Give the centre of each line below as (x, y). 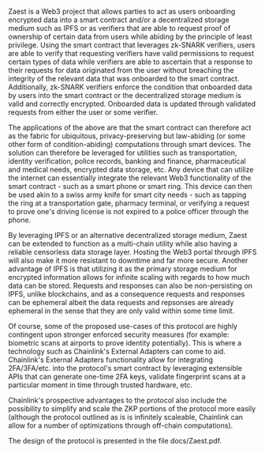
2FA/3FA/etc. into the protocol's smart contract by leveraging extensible (125, 368)
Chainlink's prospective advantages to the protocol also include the (118, 400)
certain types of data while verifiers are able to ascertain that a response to (131, 62)
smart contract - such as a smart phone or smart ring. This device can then (130, 186)
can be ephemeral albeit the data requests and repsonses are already (121, 302)
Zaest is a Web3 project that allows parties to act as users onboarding (122, 11)
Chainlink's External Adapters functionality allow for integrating (111, 360)
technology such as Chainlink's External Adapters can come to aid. (117, 351)
